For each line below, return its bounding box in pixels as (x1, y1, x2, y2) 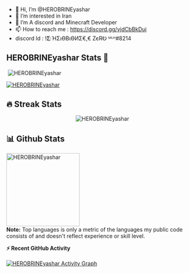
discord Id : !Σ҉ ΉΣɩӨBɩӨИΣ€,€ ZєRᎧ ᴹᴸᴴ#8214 (15, 35, 132, 42)
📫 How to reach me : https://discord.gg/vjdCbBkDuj (15, 26, 147, 33)
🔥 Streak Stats (6, 99, 62, 109)
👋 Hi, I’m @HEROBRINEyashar (15, 6, 90, 13)
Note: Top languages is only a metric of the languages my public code (6, 226, 183, 233)
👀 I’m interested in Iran (15, 12, 72, 19)
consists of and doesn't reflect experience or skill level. (6, 232, 145, 240)
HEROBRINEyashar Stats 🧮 (6, 52, 109, 63)
